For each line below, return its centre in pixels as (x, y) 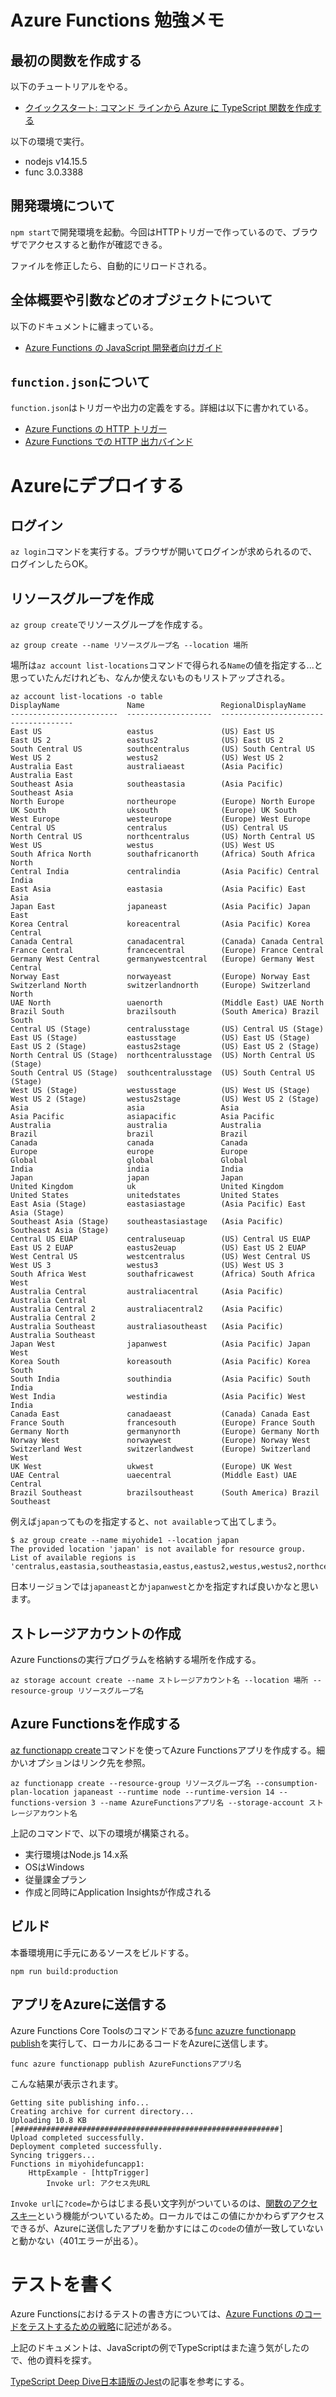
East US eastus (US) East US (142, 732)
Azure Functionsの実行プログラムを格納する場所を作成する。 (136, 1660)
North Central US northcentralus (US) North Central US (162, 837)
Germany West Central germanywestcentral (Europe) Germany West (162, 959)
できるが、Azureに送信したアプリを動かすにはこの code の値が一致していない (167, 2228)
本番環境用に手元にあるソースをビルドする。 (102, 1952)
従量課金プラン (55, 1879)
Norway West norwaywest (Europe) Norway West (160, 1441)
